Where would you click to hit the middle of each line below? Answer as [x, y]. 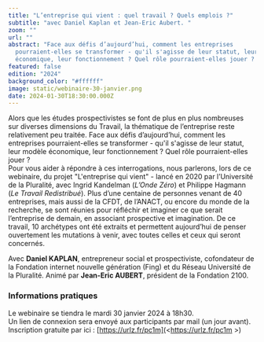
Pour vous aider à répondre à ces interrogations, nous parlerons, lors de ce [130, 168]
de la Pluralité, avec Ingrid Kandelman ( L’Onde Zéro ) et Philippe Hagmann [127, 185]
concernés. [27, 244]
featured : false [35, 67]
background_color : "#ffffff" [56, 81]
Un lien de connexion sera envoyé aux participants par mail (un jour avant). [130, 321]
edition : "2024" [35, 74]
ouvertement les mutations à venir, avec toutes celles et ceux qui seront [125, 235]
